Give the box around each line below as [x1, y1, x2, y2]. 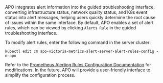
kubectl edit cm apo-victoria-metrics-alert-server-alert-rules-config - [5, 49, 159, 54]
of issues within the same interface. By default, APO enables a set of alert [5, 20, 154, 25]
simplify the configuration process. [5, 72, 76, 78]
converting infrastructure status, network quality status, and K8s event [5, 9, 148, 15]
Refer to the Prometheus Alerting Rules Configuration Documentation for [5, 62, 151, 67]
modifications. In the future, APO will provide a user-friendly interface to [5, 67, 151, 73]
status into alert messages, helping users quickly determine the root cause [5, 15, 156, 20]
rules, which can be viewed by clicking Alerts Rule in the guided [5, 25, 136, 31]
